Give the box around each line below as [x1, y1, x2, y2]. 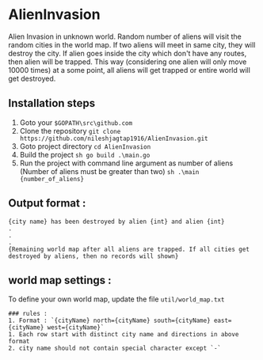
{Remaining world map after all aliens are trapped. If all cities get [8, 245, 250, 253]
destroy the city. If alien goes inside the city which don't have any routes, [8, 48, 247, 58]
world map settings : [8, 273, 112, 286]
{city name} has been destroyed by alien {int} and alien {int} [8, 218, 225, 225]
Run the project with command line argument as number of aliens [19, 158, 234, 168]
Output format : [8, 196, 86, 210]
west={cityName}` [47, 324, 105, 332]
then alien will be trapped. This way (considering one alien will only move [8, 57, 247, 66]
